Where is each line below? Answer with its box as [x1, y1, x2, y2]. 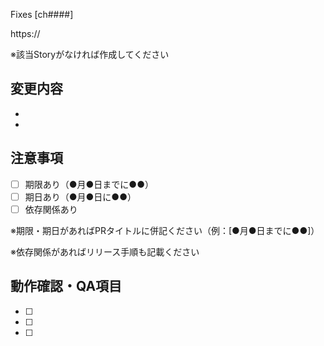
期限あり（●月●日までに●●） [24, 178, 154, 190]
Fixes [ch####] [10, 9, 74, 20]
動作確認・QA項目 [10, 278, 123, 295]
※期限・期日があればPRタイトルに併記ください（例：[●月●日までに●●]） [10, 224, 320, 236]
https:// [10, 28, 41, 39]
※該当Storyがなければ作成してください [10, 49, 170, 60]
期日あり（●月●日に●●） [24, 190, 137, 203]
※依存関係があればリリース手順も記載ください [10, 245, 200, 258]
